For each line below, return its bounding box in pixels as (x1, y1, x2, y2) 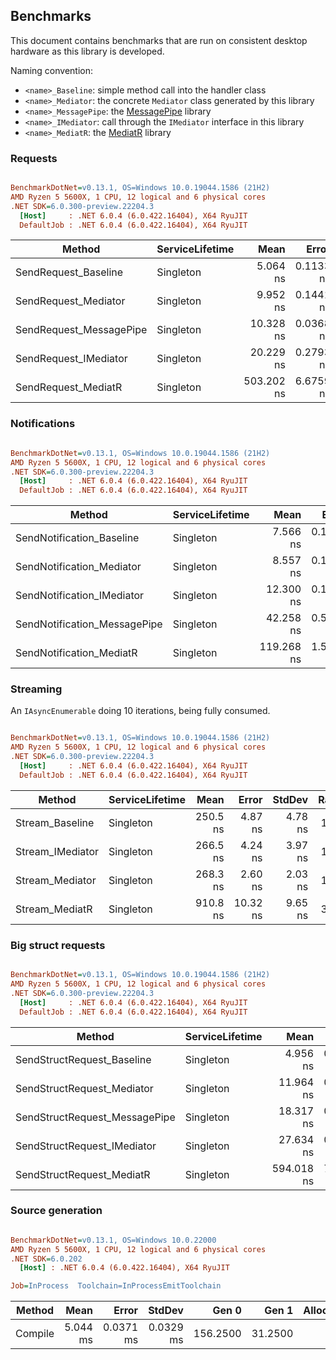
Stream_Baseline (15, 815, 95, 829)
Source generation (10, 1204, 103, 1218)
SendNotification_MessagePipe (15, 617, 163, 631)
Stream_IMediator (15, 844, 100, 858)
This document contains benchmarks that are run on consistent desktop (10, 34, 308, 46)
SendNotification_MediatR (15, 646, 138, 660)
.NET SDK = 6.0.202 (10, 1254, 83, 1264)
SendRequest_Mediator (15, 294, 126, 308)
